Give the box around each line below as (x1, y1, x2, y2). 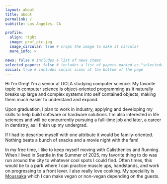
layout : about (5, 7, 35, 12)
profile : (5, 30, 23, 35)
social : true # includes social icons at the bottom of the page (5, 67, 143, 72)
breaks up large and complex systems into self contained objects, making (5, 91, 156, 97)
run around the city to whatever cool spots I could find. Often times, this (5, 158, 153, 164)
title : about (5, 12, 32, 17)
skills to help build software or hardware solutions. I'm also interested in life (5, 112, 160, 118)
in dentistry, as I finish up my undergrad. (5, 122, 88, 128)
